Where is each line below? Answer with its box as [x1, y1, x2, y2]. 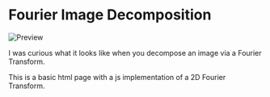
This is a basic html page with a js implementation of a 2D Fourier [8, 72, 226, 82]
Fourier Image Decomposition [8, 6, 212, 24]
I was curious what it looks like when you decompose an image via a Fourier [8, 48, 262, 57]
